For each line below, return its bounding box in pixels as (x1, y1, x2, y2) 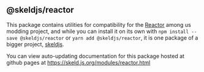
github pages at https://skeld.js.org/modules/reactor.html (6, 59, 151, 66)
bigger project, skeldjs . (6, 40, 64, 48)
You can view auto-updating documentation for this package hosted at (6, 52, 185, 60)
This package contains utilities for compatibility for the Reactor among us (6, 21, 191, 28)
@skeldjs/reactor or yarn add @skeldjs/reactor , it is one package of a (20, 34, 198, 41)
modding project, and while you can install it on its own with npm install (6, 27, 189, 35)
